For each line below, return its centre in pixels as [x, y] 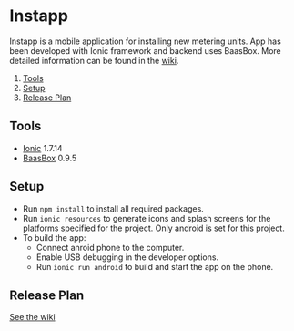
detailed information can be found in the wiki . [94, 60]
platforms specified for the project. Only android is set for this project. [153, 228]
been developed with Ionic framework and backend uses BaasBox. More [145, 50]
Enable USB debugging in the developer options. [127, 257]
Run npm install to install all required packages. [113, 208]
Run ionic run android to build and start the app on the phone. [155, 266]
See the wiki [33, 317]
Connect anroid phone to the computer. [110, 247]
